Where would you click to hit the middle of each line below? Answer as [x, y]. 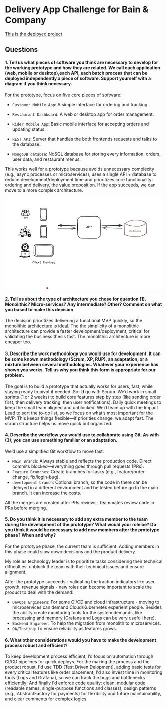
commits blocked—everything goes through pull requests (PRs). [78, 466]
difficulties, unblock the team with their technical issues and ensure [74, 567]
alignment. [16, 572]
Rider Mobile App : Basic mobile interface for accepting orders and [81, 124]
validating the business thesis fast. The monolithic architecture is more [78, 337]
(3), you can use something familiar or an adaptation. [61, 440]
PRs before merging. [26, 508]
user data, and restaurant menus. [47, 159]
